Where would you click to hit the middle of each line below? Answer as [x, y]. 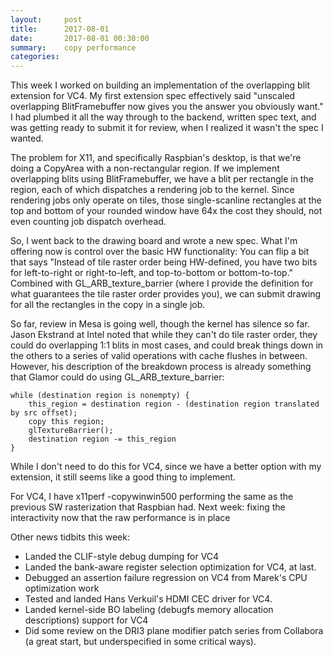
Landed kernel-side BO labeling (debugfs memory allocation [149, 610]
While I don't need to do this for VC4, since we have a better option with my [166, 467]
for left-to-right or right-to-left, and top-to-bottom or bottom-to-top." [152, 273]
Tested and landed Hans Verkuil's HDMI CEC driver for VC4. [148, 599]
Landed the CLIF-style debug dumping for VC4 [122, 557]
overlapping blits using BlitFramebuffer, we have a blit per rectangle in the [162, 179]
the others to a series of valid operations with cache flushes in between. [159, 356]
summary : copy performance [73, 47]
